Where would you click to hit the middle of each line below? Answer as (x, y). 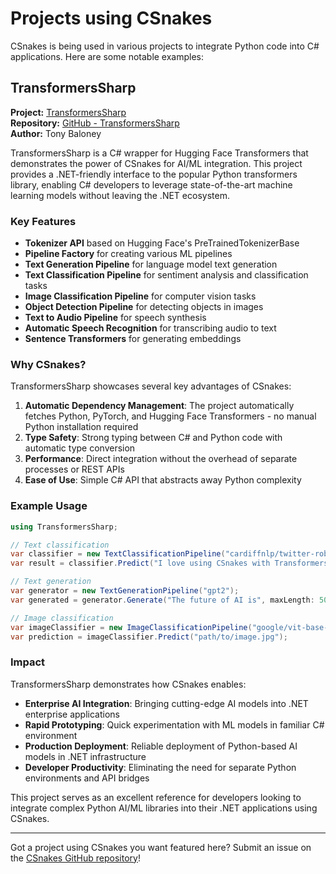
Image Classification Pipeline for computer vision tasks (140, 296)
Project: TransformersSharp (68, 112)
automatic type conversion (80, 448)
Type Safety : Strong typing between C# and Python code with (153, 438)
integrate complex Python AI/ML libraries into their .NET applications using (164, 808)
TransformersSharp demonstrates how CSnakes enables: (128, 684)
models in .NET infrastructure (85, 756)
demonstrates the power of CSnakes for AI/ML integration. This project (156, 163)
